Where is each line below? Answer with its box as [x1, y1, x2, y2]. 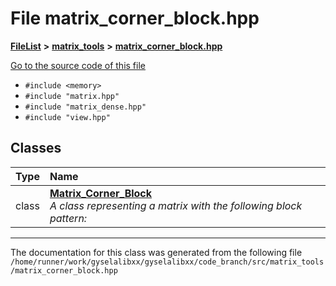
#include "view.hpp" [24, 112, 111, 122]
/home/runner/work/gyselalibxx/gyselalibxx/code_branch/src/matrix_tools [10, 257, 325, 267]
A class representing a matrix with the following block [49, 198, 303, 212]
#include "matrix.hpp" [24, 91, 120, 101]
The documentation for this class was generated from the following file [10, 246, 303, 258]
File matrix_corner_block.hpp [10, 7, 260, 30]
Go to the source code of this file [10, 59, 146, 71]
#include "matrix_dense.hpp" [24, 102, 147, 112]
